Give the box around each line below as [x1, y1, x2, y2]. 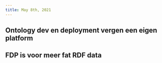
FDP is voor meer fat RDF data [5, 51, 102, 59]
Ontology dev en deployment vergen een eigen [5, 26, 157, 35]
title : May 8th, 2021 [5, 7, 51, 13]
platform [5, 34, 33, 43]
